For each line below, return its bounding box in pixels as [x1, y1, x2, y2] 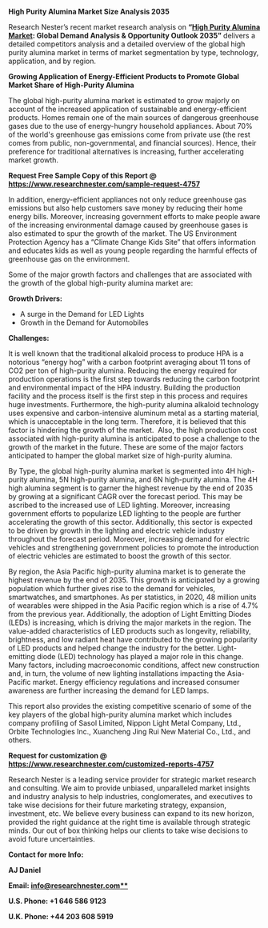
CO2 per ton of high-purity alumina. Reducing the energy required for [8, 366, 238, 375]
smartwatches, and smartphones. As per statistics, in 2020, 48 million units [8, 592, 257, 602]
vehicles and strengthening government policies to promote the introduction [8, 543, 259, 552]
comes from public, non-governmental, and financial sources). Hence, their [8, 138, 257, 147]
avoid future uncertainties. [8, 834, 95, 843]
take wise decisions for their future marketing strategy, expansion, [8, 800, 226, 810]
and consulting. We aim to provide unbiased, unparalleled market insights [8, 783, 250, 793]
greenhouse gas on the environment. [8, 254, 130, 263]
